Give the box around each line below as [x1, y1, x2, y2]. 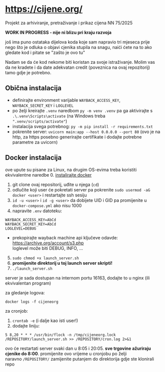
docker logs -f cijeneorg [5, 299, 58, 304]
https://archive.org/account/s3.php [12, 240, 84, 246]
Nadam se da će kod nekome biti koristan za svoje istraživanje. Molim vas [5, 59, 155, 65]
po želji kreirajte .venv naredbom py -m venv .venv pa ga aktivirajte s [12, 107, 153, 113]
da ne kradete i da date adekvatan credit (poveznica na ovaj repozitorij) [5, 64, 150, 70]
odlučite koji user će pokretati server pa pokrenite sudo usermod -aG [12, 186, 151, 192]
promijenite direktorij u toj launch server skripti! [12, 260, 113, 266]
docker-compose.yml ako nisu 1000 [12, 202, 82, 208]
